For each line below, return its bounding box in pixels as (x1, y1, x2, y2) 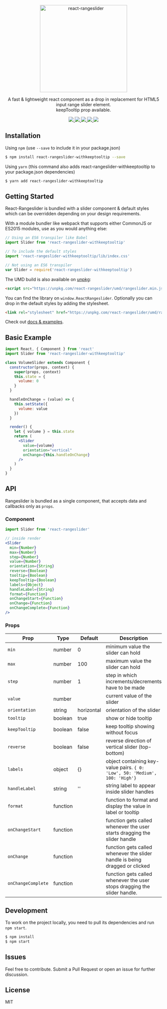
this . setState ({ (14, 401, 48, 406)
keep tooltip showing (106, 723, 155, 730)
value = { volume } (23, 443, 55, 448)
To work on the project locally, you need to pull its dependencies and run (5, 920, 155, 926)
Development (5, 906, 48, 915)
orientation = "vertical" (23, 448, 72, 453)
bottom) (106, 750, 125, 757)
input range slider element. (56, 102, 111, 107)
